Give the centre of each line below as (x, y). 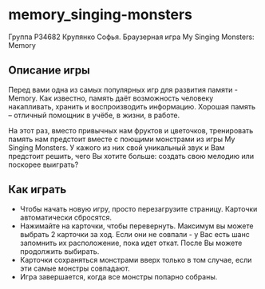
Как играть (38, 190)
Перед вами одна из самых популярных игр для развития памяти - (123, 89)
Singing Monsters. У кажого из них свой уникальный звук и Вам (117, 147)
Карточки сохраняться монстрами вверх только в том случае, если (136, 259)
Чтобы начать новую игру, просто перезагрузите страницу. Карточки (138, 208)
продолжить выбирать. (59, 251)
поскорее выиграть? (44, 164)
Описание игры (49, 71)
